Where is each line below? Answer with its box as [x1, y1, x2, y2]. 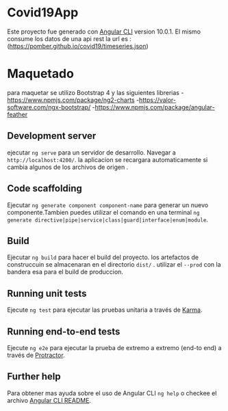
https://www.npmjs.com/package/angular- [94, 103, 215, 111]
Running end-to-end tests [7, 326, 121, 337]
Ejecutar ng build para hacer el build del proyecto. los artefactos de [7, 253, 199, 261]
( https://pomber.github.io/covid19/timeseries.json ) [7, 42, 149, 50]
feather [7, 110, 28, 118]
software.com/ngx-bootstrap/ [7, 103, 91, 111]
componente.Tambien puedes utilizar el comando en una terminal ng [7, 208, 200, 216]
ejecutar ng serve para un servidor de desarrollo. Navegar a [7, 148, 176, 157]
